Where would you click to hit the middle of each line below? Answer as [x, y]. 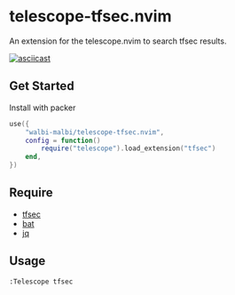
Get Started [42, 86]
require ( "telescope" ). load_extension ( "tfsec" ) [129, 148]
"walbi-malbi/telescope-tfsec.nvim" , [95, 132]
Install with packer [43, 108]
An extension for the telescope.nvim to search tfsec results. [118, 41]
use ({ [19, 124]
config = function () [63, 140]
